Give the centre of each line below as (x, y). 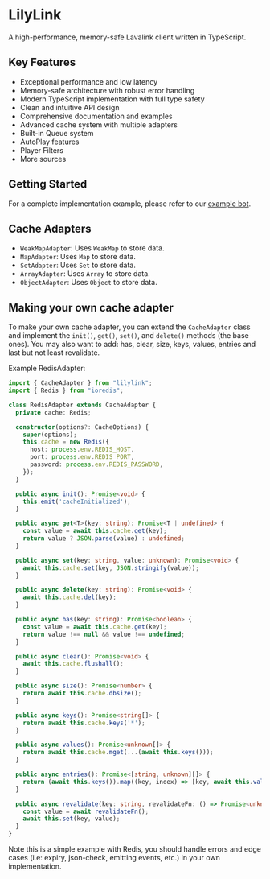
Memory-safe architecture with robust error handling (107, 90)
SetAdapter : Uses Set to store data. (78, 265)
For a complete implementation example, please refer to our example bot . (130, 204)
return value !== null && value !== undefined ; (104, 634)
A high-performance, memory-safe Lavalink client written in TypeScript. (127, 37)
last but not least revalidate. (54, 353)
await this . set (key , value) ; (72, 819)
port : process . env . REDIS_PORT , (82, 457)
